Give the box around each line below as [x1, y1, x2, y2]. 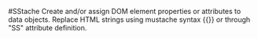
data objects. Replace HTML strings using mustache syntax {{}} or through [8, 15, 251, 24]
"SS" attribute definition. [8, 23, 87, 32]
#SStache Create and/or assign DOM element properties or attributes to [8, 7, 241, 16]
